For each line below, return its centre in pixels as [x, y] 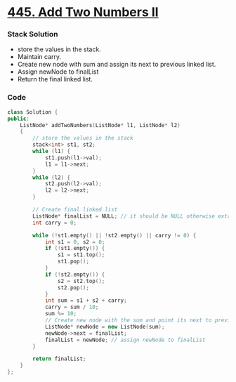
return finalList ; [59, 359]
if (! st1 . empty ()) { [75, 249]
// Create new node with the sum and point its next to [128, 320]
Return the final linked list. [55, 79]
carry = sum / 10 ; [72, 307]
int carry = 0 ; [55, 223]
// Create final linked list [75, 210]
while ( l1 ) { [52, 152]
